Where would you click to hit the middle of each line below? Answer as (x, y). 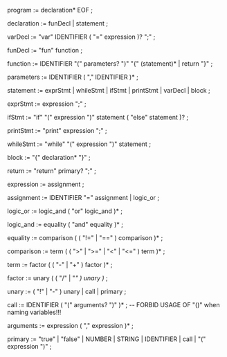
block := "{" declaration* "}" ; (49, 157)
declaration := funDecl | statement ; (58, 23)
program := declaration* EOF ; (50, 10)
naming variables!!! (34, 312)
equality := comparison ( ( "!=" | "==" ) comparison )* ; (85, 238)
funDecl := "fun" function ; (45, 50)
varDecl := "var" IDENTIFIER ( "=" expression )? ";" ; (81, 37)
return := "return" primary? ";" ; (52, 171)
